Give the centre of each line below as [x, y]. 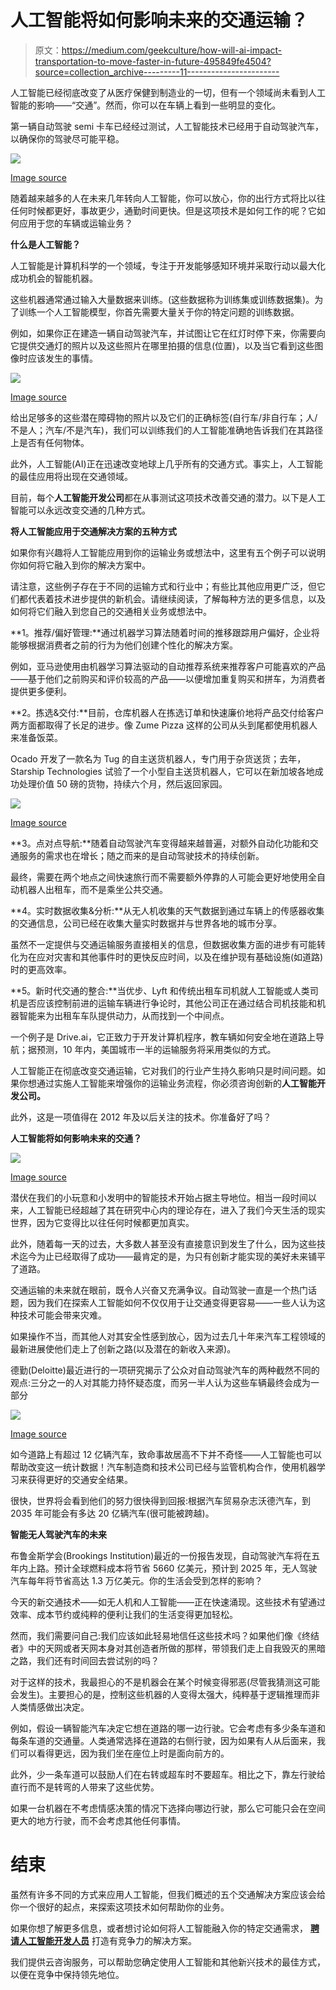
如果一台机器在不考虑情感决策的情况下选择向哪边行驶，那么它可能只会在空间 [168, 1808]
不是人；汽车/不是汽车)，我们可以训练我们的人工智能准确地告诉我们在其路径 [167, 430]
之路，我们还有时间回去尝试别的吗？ [85, 1660]
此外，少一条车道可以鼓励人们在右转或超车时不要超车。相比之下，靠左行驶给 [168, 1774]
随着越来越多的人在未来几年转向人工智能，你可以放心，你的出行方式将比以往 [168, 198]
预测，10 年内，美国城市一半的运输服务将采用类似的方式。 [156, 1049]
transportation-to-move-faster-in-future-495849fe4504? [153, 61]
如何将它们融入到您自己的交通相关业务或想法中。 [111, 611]
